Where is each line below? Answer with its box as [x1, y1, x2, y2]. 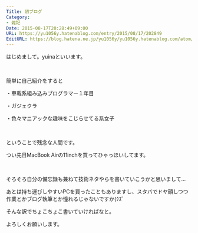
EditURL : [6, 36, 28, 42]
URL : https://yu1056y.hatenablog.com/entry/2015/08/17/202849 [6, 31, 162, 37]
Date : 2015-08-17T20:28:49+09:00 [6, 25, 88, 31]
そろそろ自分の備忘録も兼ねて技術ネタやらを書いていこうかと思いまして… [6, 176, 186, 182]
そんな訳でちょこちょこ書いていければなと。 [6, 208, 115, 215]
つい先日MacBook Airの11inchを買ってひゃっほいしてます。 [6, 151, 149, 158]
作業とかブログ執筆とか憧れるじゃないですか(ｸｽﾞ [6, 196, 124, 202]
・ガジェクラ [6, 102, 37, 109]
